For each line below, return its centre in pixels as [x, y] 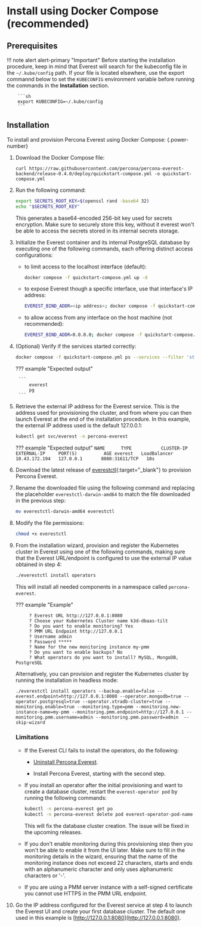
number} [18, 146]
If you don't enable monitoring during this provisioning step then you [109, 843]
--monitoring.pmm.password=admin [137, 717]
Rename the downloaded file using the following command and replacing [105, 488]
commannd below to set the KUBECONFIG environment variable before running [101, 79]
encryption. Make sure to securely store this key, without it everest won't [105, 224]
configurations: [34, 255]
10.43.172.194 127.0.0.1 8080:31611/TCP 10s [85, 458]
